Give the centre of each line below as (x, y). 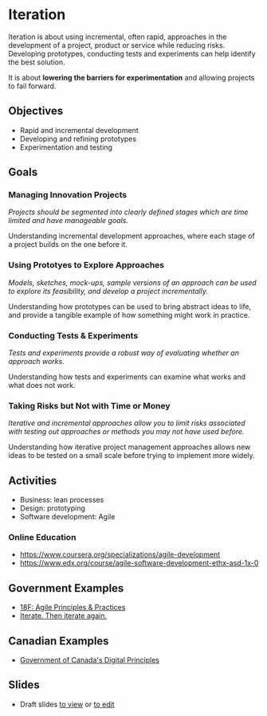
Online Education (42, 538)
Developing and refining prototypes (78, 139)
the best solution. (37, 62)
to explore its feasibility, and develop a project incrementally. (108, 291)
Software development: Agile (67, 517)
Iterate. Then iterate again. (63, 616)
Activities (33, 481)
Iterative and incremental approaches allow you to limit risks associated (127, 423)
